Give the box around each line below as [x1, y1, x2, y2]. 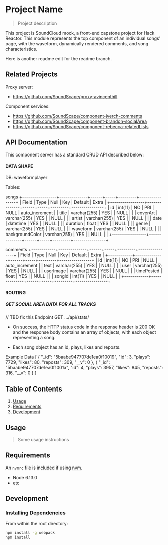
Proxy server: [5, 84, 33, 90]
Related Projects [5, 70, 58, 79]
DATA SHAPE [5, 163, 34, 169]
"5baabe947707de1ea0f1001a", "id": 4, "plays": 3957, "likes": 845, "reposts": [5, 365, 163, 371]
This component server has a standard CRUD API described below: [5, 151, 144, 158]
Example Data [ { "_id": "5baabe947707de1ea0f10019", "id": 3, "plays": [5, 354, 151, 360]
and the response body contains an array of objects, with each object [12, 329, 156, 335]
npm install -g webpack [5, 530, 55, 535]
